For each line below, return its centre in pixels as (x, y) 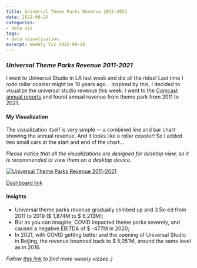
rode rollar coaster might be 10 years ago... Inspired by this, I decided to (93, 84)
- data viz (19, 28)
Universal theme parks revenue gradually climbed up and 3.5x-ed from (100, 210)
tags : (13, 34)
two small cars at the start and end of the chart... (65, 142)
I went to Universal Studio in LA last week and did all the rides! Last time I (95, 78)
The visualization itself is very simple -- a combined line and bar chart (91, 130)
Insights (16, 196)
